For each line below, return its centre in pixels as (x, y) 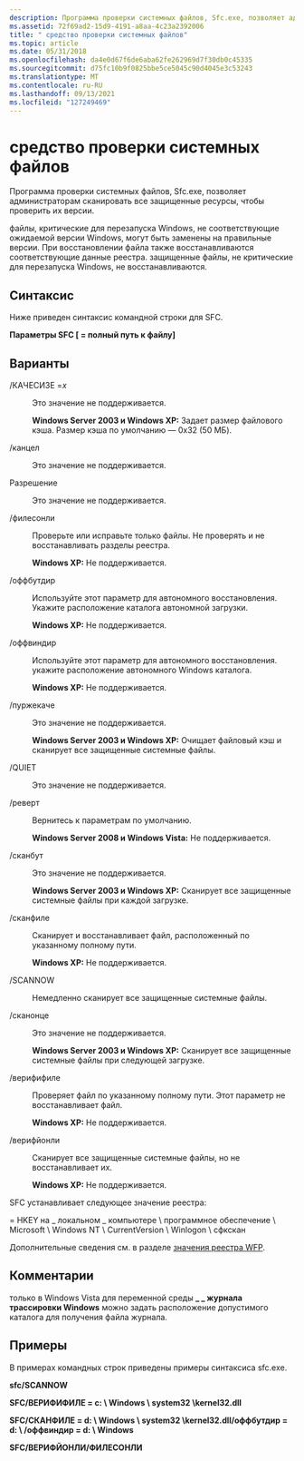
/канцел (25, 447)
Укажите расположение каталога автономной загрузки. (140, 607)
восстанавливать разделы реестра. (101, 544)
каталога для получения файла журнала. (88, 1317)
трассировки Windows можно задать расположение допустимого (139, 1307)
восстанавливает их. (72, 1167)
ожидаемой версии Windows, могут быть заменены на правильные (141, 238)
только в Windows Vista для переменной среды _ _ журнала (126, 1298)
